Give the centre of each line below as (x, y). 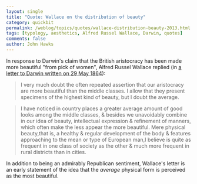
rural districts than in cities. (53, 152)
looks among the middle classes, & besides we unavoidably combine (103, 114)
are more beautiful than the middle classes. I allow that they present (103, 91)
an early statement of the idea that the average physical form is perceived (96, 169)
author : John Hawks (30, 45)
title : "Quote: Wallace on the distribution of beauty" (76, 17)
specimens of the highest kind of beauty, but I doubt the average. (100, 97)
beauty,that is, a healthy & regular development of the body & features (106, 133)
